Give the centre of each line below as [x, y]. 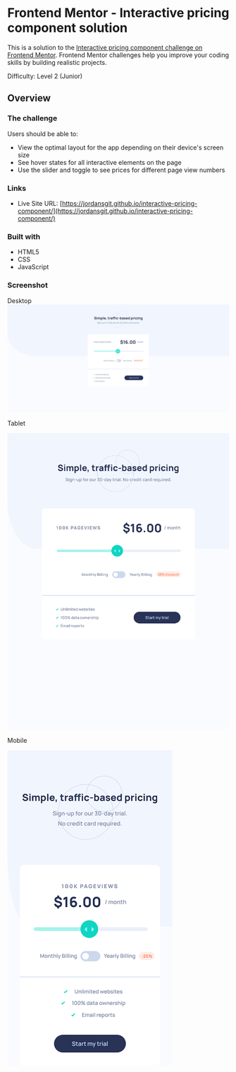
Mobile [17, 741]
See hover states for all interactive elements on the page [99, 162]
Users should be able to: [43, 134]
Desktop [19, 300]
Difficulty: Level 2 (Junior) [45, 76]
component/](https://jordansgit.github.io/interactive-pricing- [105, 211]
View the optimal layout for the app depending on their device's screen [120, 147]
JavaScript [33, 267]
